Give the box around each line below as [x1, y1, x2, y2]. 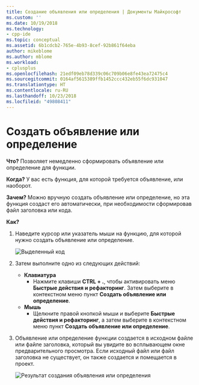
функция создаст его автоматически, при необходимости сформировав [6, 200, 192, 207]
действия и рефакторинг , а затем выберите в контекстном [32, 316, 186, 323]
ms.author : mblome [6, 54, 52, 60]
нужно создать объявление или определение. [14, 236, 134, 243]
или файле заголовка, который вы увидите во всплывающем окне [14, 340, 185, 348]
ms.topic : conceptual [6, 37, 61, 43]
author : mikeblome [6, 48, 52, 54]
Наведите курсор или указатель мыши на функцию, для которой [14, 230, 182, 237]
